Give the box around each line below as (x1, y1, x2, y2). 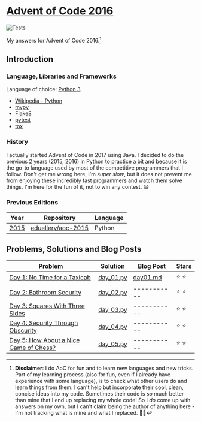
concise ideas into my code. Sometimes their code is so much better (14, 390, 184, 397)
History (6, 138, 29, 146)
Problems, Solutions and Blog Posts (6, 244, 142, 254)
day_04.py (98, 322, 127, 331)
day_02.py (98, 288, 127, 296)
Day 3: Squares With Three (9, 302, 85, 310)
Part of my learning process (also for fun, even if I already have (14, 370, 171, 378)
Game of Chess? (9, 343, 56, 352)
